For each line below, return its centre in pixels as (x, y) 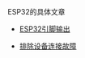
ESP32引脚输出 (45, 29)
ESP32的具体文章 (36, 12)
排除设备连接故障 (48, 46)
